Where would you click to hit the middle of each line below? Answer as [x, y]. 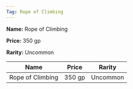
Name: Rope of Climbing [37, 29]
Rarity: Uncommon [30, 52]
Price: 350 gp [24, 40]
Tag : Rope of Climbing [35, 12]
